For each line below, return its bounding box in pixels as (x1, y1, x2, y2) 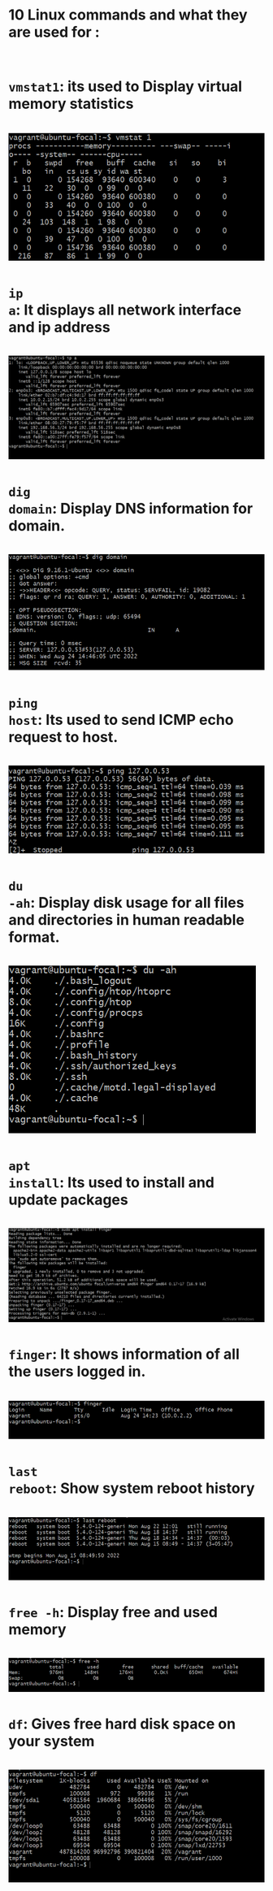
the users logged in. (8, 1363, 146, 1381)
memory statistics (8, 95, 134, 113)
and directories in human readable (8, 910, 245, 929)
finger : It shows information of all (8, 1345, 240, 1364)
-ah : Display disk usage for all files (8, 893, 245, 912)
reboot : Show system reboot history (8, 1479, 255, 1498)
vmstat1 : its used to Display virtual (8, 77, 242, 96)
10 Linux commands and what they (8, 6, 248, 24)
